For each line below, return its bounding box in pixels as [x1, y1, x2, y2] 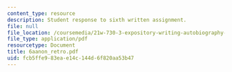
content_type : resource [7, 10, 76, 17]
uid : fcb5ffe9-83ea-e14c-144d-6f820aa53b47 [7, 55, 135, 62]
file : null [7, 23, 39, 29]
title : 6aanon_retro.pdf [7, 49, 79, 56]
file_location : [7, 29, 51, 36]
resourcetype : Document [7, 42, 76, 49]
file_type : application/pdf [7, 36, 88, 43]
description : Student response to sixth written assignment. [7, 16, 187, 23]
